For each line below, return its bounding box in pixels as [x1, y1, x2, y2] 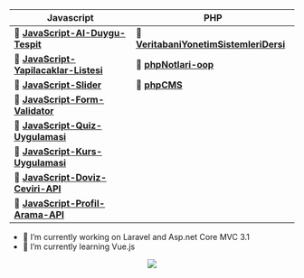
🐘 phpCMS [135, 79, 183, 91]
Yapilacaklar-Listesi [14, 64, 103, 76]
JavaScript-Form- [22, 94, 105, 106]
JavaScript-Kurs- [22, 145, 102, 157]
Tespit [14, 38, 43, 51]
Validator [14, 105, 54, 116]
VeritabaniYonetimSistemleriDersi [135, 38, 286, 51]
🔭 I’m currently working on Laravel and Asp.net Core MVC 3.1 [22, 232, 251, 242]
